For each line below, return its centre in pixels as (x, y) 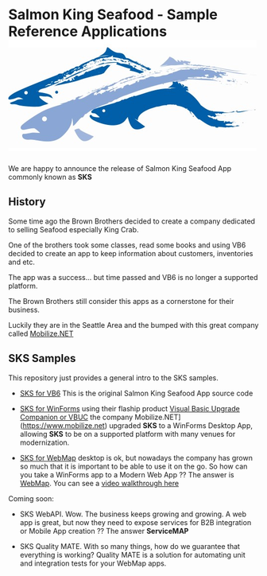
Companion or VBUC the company (76, 417)
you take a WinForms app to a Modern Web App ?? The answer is (127, 474)
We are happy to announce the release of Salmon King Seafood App (120, 168)
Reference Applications (88, 31)
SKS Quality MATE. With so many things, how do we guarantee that (130, 546)
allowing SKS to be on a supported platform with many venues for (128, 434)
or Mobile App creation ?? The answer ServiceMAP (104, 531)
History (27, 202)
